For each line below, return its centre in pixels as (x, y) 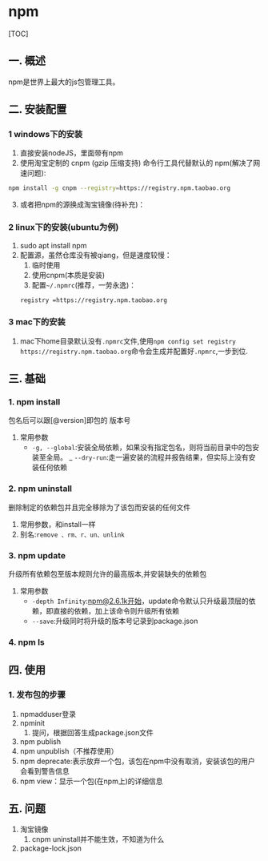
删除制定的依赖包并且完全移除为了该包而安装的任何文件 (99, 507)
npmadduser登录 (48, 714)
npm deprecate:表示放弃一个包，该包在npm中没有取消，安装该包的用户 (138, 761)
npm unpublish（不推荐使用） (69, 750)
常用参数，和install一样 (58, 524)
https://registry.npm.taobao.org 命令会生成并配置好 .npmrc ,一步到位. (134, 351)
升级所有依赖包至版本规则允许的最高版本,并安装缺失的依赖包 (108, 574)
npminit (32, 722)
